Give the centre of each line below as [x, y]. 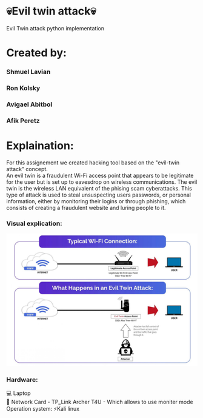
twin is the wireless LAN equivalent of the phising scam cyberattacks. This [99, 188]
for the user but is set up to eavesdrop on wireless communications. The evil [102, 182]
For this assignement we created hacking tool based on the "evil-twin [93, 163]
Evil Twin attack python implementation [55, 28]
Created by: [36, 53]
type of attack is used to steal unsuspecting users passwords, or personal [98, 195]
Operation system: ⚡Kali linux [43, 409]
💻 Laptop [19, 393]
